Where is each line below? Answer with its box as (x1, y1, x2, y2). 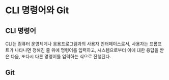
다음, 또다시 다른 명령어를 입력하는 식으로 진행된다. (10, 54, 111, 59)
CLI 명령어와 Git (5, 5, 69, 16)
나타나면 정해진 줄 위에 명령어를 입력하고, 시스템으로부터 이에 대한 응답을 (14, 47, 159, 53)
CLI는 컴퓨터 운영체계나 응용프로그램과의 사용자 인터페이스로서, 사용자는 (5, 41, 149, 47)
